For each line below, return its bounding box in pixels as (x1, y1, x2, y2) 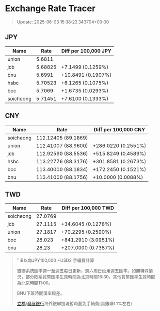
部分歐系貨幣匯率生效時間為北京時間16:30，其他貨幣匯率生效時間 (25, 274, 156, 280)
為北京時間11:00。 (16, 280, 53, 286)
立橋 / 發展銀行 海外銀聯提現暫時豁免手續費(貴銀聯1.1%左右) (16, 301, 132, 307)
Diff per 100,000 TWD (62, 205, 114, 211)
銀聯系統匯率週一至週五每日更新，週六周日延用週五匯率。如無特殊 (16, 268, 149, 274)
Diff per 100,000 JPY (61, 47, 112, 54)
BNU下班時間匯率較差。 (16, 290, 64, 296)
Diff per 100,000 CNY (94, 126, 145, 133)
